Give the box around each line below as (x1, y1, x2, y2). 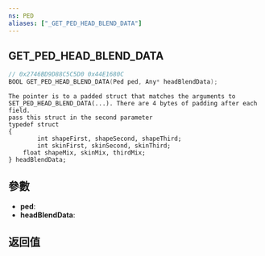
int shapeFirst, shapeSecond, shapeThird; (37, 134, 182, 143)
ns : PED (8, 11, 35, 20)
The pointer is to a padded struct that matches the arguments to (8, 93, 236, 101)
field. (8, 106, 31, 115)
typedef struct (8, 121, 60, 129)
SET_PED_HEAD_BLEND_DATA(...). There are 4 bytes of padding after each (8, 100, 258, 108)
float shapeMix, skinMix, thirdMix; (23, 149, 147, 157)
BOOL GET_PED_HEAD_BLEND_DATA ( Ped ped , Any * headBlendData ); (8, 78, 218, 86)
